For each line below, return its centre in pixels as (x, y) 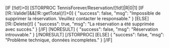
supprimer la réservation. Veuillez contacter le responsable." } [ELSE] (77, 18)
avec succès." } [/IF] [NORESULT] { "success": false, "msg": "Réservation (82, 29)
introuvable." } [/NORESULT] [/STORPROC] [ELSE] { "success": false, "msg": (85, 35)
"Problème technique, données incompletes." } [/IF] (59, 40)
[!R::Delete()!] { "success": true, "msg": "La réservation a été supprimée (80, 24)
